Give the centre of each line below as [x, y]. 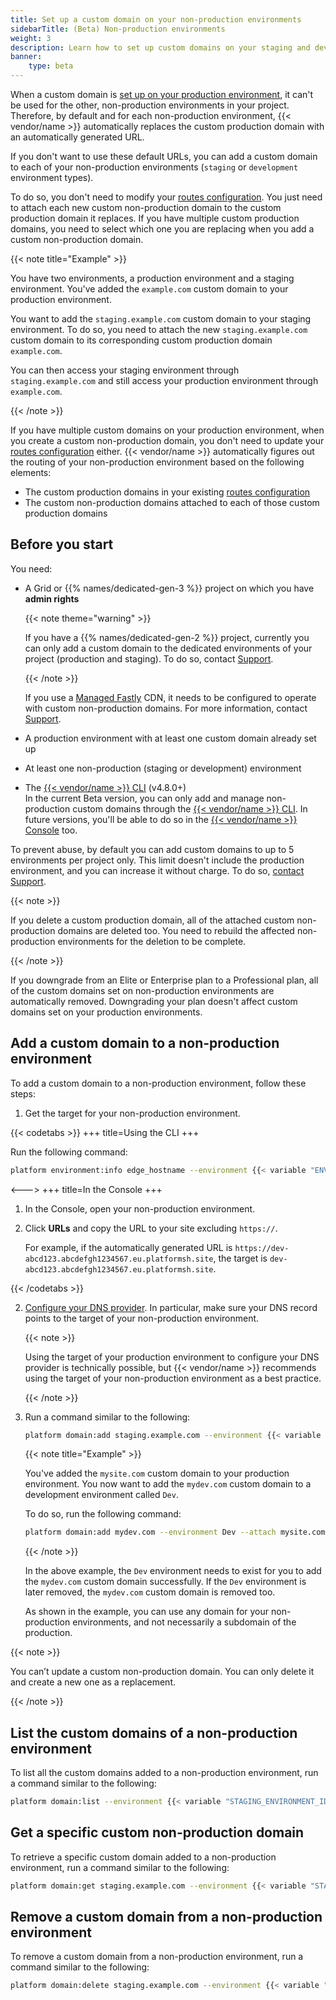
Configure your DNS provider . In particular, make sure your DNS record [171, 1307]
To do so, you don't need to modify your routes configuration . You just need [166, 197]
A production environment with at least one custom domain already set [170, 738]
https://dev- [262, 1248]
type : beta [51, 66]
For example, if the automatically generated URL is [128, 1247]
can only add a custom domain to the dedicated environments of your [168, 648]
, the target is [240, 1258]
